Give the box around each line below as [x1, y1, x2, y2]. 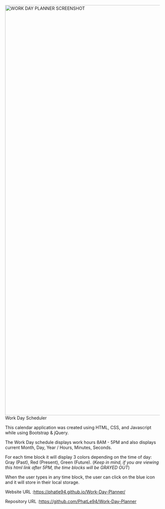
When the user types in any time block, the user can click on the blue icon [5, 474, 155, 480]
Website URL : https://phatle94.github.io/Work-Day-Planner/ [5, 489, 126, 495]
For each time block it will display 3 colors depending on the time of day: [5, 454, 152, 460]
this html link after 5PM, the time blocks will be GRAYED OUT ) [5, 465, 130, 470]
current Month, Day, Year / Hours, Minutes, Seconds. [5, 444, 112, 450]
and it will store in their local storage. [5, 479, 80, 485]
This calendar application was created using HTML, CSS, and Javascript [5, 425, 152, 430]
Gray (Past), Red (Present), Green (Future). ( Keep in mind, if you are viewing [5, 459, 159, 465]
